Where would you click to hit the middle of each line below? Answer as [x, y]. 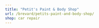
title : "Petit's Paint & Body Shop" [42, 9]
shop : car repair [23, 18]
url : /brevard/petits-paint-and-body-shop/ [50, 14]
